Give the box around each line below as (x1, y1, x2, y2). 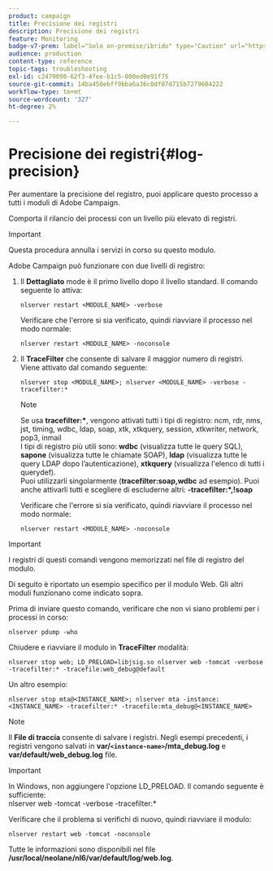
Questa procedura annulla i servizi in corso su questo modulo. (8, 245, 217, 255)
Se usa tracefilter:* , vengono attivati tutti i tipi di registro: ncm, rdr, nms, (19, 416, 262, 426)
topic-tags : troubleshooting (8, 65, 107, 73)
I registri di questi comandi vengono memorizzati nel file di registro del (8, 555, 245, 565)
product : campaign (8, 11, 71, 20)
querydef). (19, 467, 56, 477)
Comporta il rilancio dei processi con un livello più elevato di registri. (8, 213, 237, 224)
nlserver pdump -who (8, 628, 79, 637)
